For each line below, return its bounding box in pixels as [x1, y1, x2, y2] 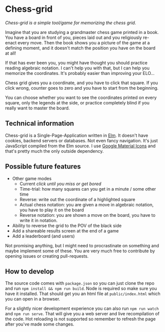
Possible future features [5, 163, 81, 171]
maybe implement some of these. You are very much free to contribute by [5, 248, 155, 254]
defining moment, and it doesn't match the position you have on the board [5, 45, 156, 51]
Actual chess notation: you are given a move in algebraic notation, [19, 201, 154, 207]
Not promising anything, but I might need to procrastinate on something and [5, 242, 159, 248]
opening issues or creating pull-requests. [5, 253, 89, 259]
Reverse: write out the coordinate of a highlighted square [19, 196, 135, 202]
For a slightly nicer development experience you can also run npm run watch [5, 305, 159, 311]
